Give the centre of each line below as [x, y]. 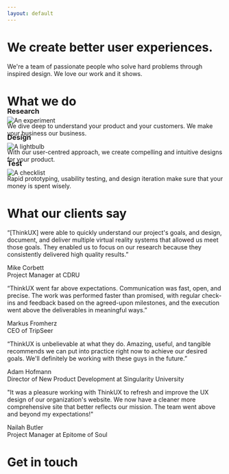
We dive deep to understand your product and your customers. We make [110, 126]
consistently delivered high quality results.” [68, 254]
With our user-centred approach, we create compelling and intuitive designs [115, 152]
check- [212, 295]
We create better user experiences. [110, 47]
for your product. [31, 160]
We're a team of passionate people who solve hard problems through [105, 66]
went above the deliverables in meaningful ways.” [77, 310]
